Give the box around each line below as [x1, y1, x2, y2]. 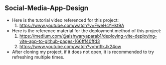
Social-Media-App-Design [4, 4, 89, 12]
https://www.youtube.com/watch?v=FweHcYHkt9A [19, 22, 125, 28]
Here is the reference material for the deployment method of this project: [11, 27, 162, 34]
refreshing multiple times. [11, 54, 65, 60]
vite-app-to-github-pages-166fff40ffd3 [19, 38, 100, 44]
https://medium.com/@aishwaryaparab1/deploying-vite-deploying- [19, 33, 158, 39]
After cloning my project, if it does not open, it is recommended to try [11, 49, 154, 55]
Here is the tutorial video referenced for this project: [11, 17, 119, 23]
